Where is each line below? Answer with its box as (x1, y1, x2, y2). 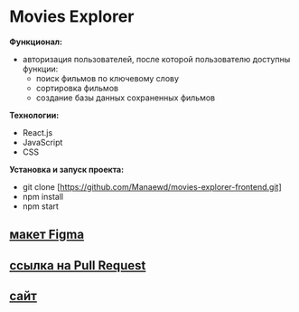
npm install (22, 191, 64, 202)
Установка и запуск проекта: (9, 164, 125, 175)
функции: (22, 63, 59, 74)
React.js (22, 127, 53, 137)
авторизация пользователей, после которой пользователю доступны (22, 53, 291, 64)
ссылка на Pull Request (9, 258, 146, 273)
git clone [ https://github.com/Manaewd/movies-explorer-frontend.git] (22, 181, 282, 192)
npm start (22, 201, 59, 212)
